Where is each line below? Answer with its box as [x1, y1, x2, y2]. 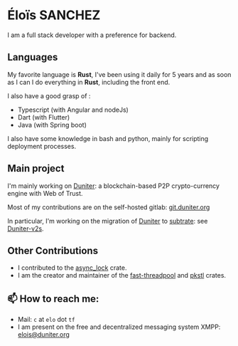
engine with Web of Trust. [7, 189, 83, 197]
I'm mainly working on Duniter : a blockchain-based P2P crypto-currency [7, 182, 220, 190]
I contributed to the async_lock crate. [17, 263, 127, 272]
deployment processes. [7, 142, 77, 150]
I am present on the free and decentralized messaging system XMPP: [17, 323, 221, 331]
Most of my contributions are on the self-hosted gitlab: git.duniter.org [7, 203, 210, 211]
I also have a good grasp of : [7, 91, 91, 100]
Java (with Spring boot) [17, 120, 87, 129]
